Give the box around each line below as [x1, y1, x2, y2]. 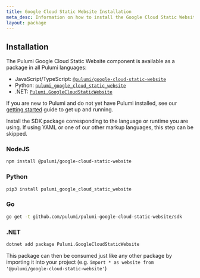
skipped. [6, 130, 28, 138]
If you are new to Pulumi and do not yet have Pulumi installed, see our [6, 99, 177, 107]
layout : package [6, 20, 46, 26]
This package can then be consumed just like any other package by [6, 252, 173, 259]
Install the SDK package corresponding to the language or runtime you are [6, 117, 189, 125]
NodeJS [6, 145, 30, 154]
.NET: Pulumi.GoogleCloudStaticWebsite [14, 88, 113, 95]
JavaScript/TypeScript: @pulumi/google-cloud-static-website [14, 76, 167, 83]
